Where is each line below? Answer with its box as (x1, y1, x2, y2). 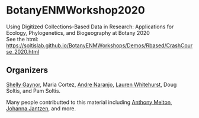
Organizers (6, 65, 49, 76)
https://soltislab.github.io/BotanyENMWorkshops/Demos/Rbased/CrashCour (6, 42, 193, 49)
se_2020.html (6, 48, 40, 55)
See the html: (6, 35, 38, 42)
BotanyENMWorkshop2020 (6, 4, 145, 17)
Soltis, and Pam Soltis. (6, 87, 61, 94)
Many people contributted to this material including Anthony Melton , (6, 99, 172, 106)
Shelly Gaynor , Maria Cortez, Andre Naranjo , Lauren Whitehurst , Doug (6, 81, 177, 88)
